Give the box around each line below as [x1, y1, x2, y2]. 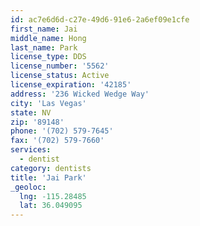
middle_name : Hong [10, 33, 87, 43]
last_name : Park [10, 42, 78, 53]
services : [10, 145, 52, 155]
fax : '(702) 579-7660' [10, 136, 105, 146]
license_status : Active [10, 71, 110, 81]
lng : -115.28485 [19, 191, 87, 201]
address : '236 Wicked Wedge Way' [10, 89, 150, 99]
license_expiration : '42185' [10, 80, 132, 90]
